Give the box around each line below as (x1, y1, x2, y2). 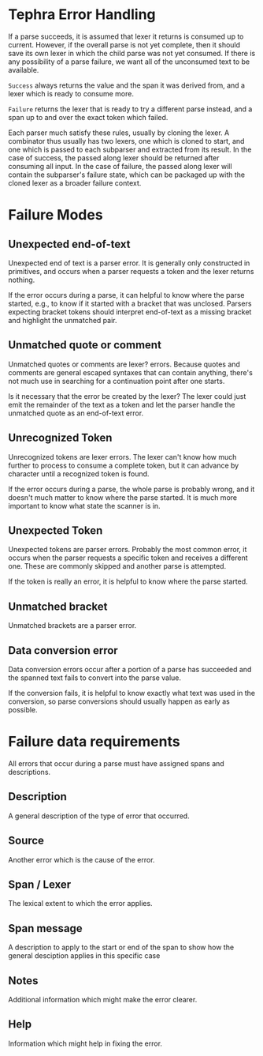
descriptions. (8, 767, 51, 776)
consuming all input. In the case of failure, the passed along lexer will (8, 161, 232, 171)
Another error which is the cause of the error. (8, 855, 155, 864)
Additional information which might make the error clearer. (8, 995, 198, 1004)
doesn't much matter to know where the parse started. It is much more (8, 492, 238, 502)
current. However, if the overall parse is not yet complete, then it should (8, 39, 241, 49)
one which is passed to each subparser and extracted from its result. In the (8, 145, 252, 154)
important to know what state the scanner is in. (8, 501, 161, 510)
